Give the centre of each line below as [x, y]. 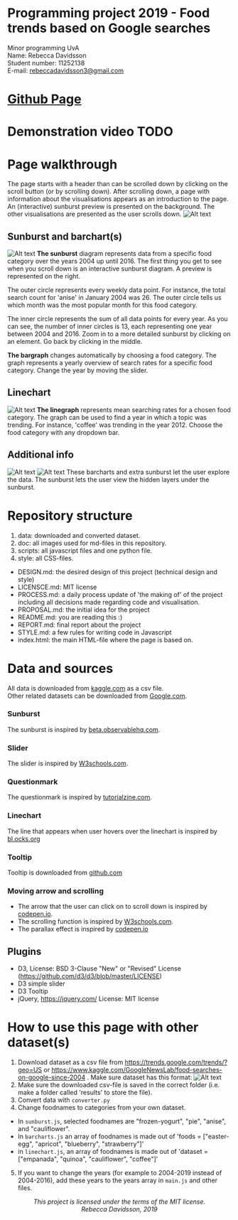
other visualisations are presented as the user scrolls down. [94, 214]
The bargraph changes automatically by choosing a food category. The [112, 355]
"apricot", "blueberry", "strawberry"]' [90, 1144]
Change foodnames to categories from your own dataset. [102, 1108]
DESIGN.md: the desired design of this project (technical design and [118, 572]
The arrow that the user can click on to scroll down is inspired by [112, 907]
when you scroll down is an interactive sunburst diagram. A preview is [110, 269]
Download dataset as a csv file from [70, 1062]
